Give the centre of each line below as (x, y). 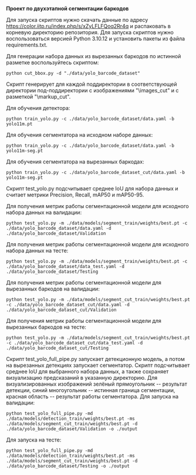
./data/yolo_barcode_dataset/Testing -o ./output (68, 466)
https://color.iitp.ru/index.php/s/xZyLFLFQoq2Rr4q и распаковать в (89, 26)
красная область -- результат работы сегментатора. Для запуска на (92, 397)
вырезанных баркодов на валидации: (53, 289)
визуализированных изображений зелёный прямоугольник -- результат (97, 384)
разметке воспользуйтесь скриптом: (53, 62)
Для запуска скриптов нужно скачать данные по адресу (77, 20)
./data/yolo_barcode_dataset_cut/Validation (61, 310)
